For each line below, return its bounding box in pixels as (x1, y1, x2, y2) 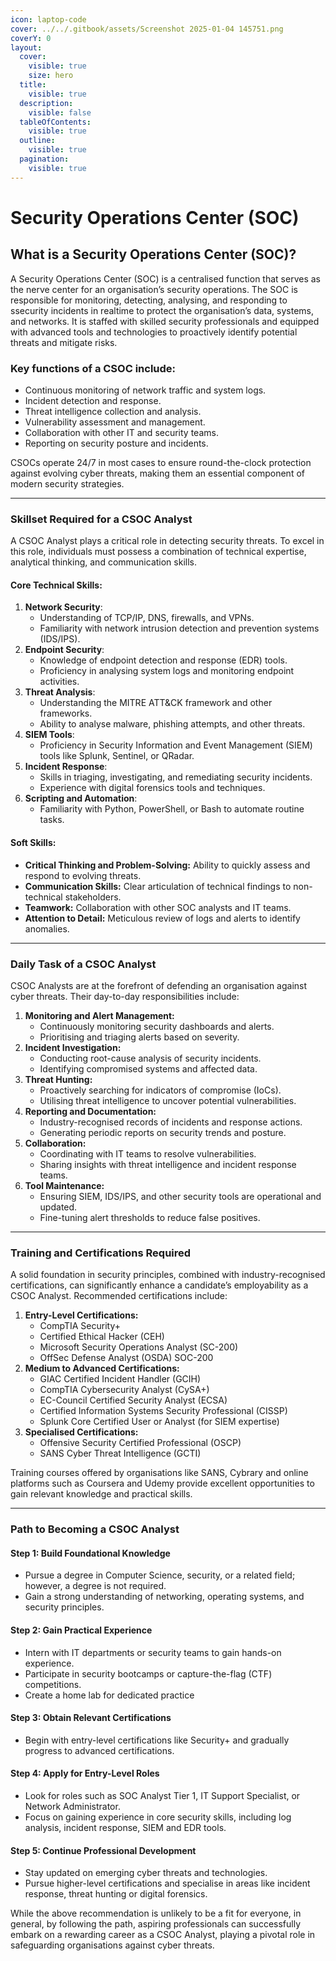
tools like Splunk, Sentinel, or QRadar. (39, 750, 195, 762)
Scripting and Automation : (24, 792, 138, 805)
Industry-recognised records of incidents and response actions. (39, 1116, 303, 1128)
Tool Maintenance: (24, 1179, 105, 1191)
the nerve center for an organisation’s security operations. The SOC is (10, 283, 298, 295)
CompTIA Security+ (39, 1320, 121, 1332)
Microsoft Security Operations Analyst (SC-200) (39, 1341, 239, 1353)
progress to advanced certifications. (24, 1744, 175, 1756)
